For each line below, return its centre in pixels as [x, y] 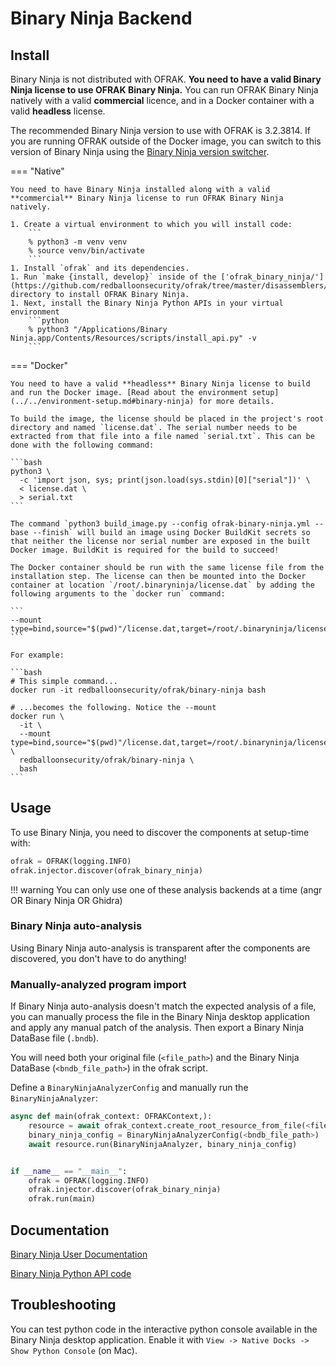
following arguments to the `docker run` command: [118, 594]
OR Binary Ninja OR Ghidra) [66, 900]
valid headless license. [58, 111]
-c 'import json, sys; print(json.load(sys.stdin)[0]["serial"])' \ [165, 480]
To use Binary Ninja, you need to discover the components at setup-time [160, 832]
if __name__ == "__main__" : [69, 1171]
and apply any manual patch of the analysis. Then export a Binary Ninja [157, 1028]
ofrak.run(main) [62, 1199]
